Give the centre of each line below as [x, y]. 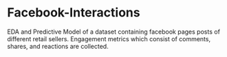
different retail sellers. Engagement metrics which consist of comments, [109, 38]
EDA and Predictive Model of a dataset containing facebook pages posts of [113, 32]
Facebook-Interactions [74, 13]
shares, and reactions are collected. [58, 46]
